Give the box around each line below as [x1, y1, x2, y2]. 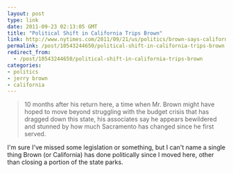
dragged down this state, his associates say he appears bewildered [24, 115, 217, 124]
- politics [7, 68, 39, 75]
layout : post [7, 10, 45, 17]
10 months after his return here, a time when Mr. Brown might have [24, 100, 215, 108]
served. [24, 130, 46, 138]
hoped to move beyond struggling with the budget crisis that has [24, 108, 209, 116]
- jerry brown [7, 74, 49, 82]
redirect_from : [7, 49, 51, 56]
